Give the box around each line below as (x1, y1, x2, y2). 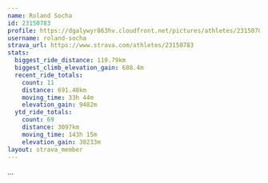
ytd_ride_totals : (14, 109, 73, 117)
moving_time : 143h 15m (22, 130, 98, 138)
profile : (7, 26, 37, 34)
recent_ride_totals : (14, 71, 83, 79)
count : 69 (22, 116, 55, 124)
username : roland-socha (7, 34, 87, 42)
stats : (7, 49, 30, 57)
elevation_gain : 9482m (22, 101, 98, 109)
